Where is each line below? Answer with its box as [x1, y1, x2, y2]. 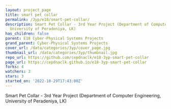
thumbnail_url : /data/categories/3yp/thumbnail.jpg [5, 50, 117, 55]
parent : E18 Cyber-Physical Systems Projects [5, 36, 103, 41]
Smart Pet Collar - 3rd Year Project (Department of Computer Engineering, [5, 92, 161, 98]
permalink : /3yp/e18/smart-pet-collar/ [5, 17, 90, 22]
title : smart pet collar [5, 12, 58, 17]
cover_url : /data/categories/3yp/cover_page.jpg [5, 45, 110, 50]
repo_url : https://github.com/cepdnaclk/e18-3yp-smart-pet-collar [5, 54, 149, 60]
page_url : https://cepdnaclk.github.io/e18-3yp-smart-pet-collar [5, 60, 147, 65]
